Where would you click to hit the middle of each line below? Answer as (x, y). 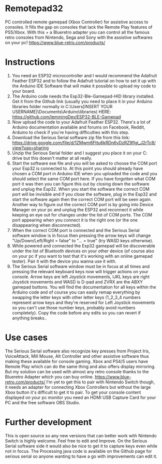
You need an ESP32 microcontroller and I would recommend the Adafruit (84, 75)
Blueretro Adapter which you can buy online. (49, 377)
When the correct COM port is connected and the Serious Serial (76, 230)
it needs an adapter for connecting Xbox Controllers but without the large (78, 387)
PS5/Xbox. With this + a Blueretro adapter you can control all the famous (77, 32)
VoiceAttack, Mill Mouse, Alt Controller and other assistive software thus (77, 356)
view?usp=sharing (30, 148)
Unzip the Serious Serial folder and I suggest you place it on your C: (80, 153)
